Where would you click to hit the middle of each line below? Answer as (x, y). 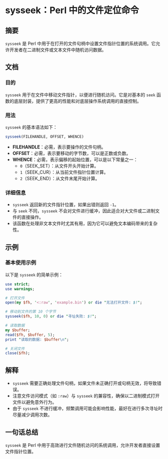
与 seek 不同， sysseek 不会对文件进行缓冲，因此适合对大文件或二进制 (84, 211)
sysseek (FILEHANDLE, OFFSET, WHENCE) (45, 136)
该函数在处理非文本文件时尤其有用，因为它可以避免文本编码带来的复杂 (85, 223)
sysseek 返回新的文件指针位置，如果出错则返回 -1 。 (66, 205)
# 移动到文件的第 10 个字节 (31, 312)
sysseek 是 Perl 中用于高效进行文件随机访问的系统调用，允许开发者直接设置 (83, 445)
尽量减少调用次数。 (32, 415)
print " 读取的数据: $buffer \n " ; (37, 339)
